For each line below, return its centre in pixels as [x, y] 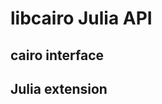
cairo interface [57, 55]
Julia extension [59, 88]
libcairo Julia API [81, 18]
